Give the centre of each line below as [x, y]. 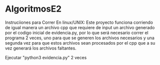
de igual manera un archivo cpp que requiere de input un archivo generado [80, 27]
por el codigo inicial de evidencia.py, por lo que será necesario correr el [77, 32]
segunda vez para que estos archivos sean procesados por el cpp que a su [80, 43]
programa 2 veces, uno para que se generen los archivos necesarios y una [80, 38]
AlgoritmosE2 [33, 9]
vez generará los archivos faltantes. [41, 48]
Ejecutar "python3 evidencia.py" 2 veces [46, 57]
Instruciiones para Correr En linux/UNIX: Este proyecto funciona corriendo [79, 22]
